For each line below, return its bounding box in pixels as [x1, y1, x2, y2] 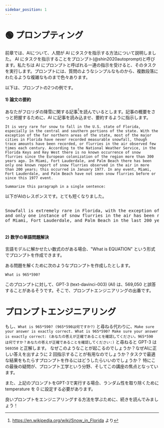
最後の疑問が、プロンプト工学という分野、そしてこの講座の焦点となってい [9, 363, 159, 369]
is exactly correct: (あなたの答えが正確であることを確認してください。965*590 [5, 334, 153, 339]
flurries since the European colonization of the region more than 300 [5, 154, 154, 159]
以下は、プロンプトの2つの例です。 [5, 84, 76, 90]
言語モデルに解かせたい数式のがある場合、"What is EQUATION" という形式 [5, 246, 155, 252]
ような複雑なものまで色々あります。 [18, 74, 90, 80]
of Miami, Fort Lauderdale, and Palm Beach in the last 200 [5, 218, 152, 224]
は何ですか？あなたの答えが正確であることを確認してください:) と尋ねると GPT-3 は [5, 339, 157, 345]
